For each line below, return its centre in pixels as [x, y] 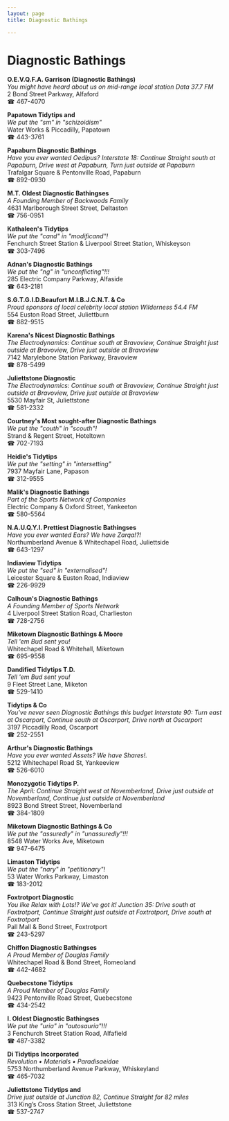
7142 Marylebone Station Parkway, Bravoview [72, 358]
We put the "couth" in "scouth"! [52, 429]
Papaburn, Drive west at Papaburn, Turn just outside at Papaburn [101, 165]
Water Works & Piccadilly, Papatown [59, 130]
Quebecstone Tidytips [40, 983]
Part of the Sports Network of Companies [67, 500]
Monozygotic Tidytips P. [43, 784]
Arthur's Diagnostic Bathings [50, 748]
